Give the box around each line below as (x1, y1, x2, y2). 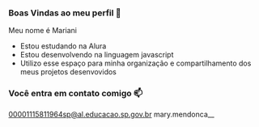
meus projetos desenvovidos (19, 67, 117, 77)
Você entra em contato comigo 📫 (8, 88, 143, 99)
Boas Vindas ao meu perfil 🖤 (8, 7, 121, 19)
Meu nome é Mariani (8, 26, 77, 36)
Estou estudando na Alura (19, 41, 107, 51)
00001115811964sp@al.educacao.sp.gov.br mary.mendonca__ (8, 109, 214, 119)
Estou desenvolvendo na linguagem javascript (19, 50, 174, 60)
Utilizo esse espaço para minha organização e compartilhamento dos (19, 58, 252, 68)
